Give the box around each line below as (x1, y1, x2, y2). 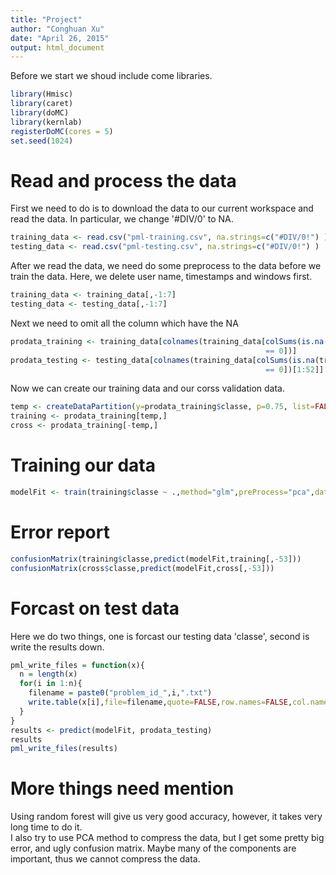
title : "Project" (10, 14, 83, 25)
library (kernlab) (10, 117, 83, 127)
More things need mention (10, 777, 235, 800)
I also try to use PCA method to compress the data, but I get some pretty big (10, 832, 325, 844)
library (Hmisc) (10, 89, 74, 100)
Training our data (10, 454, 156, 477)
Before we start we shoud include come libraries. (10, 70, 213, 82)
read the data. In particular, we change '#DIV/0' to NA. (10, 213, 234, 225)
